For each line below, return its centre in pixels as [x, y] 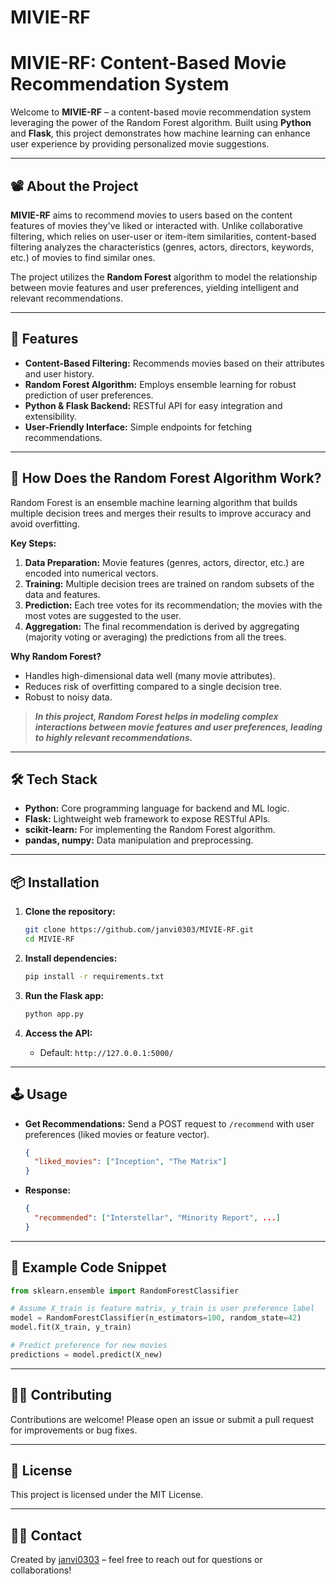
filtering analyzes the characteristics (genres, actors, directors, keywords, [162, 247]
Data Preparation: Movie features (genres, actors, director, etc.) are [164, 562]
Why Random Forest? [56, 656]
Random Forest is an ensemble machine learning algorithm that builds [154, 502]
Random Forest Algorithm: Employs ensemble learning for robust [160, 384]
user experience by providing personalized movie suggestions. [140, 144]
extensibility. [51, 416]
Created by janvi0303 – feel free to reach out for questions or [136, 1560]
